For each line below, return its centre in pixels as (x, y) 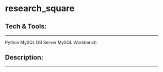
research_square (40, 8)
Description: (24, 58)
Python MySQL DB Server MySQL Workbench (51, 42)
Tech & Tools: (26, 26)
